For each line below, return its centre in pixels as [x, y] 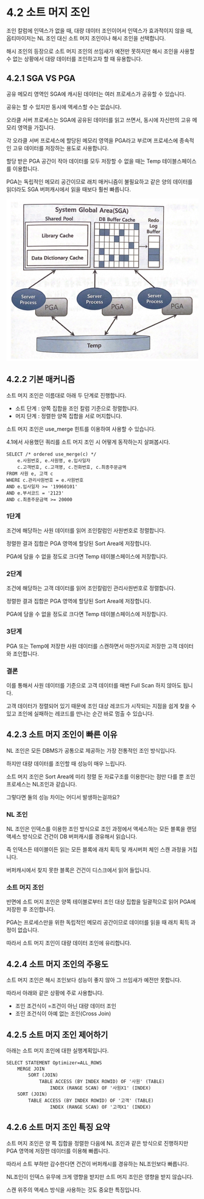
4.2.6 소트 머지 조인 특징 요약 [58, 1127]
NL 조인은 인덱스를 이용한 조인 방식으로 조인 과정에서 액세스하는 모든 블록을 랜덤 [101, 829]
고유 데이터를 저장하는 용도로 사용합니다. [61, 148]
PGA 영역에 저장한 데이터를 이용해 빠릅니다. [58, 1151]
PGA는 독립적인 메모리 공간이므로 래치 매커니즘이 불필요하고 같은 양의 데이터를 [100, 181]
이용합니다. [26, 168]
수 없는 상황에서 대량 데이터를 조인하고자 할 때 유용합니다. [75, 59]
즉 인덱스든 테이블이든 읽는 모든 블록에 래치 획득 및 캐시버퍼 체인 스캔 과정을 [97, 850]
